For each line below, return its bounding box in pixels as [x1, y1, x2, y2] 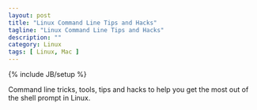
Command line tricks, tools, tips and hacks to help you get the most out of [8, 85, 249, 94]
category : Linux [8, 41, 62, 49]
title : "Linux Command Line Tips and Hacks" [8, 19, 157, 27]
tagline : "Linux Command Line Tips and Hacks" [8, 26, 164, 34]
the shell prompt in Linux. [8, 93, 91, 102]
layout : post [8, 11, 51, 20]
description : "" [8, 33, 62, 42]
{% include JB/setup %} [8, 70, 87, 79]
